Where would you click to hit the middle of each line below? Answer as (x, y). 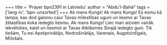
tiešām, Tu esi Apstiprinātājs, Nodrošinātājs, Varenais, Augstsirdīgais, (76, 33)
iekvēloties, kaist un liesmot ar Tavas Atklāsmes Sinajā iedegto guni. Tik (79, 28)
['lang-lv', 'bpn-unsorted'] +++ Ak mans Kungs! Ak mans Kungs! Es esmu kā (83, 12)
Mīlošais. (14, 38)
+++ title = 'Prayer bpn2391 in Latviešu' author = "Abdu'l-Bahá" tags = (78, 7)
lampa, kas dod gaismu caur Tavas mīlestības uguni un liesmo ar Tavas (78, 17)
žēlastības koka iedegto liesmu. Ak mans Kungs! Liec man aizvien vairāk (79, 22)
